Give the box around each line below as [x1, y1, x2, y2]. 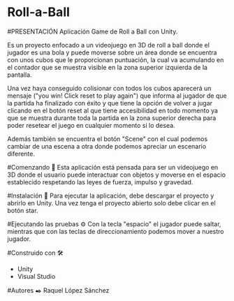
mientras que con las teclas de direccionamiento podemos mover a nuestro [7, 227, 225, 235]
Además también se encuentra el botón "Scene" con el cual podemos [7, 134, 208, 143]
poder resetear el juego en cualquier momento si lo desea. [7, 121, 176, 129]
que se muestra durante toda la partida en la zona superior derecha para [7, 113, 217, 122]
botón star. [7, 206, 38, 214]
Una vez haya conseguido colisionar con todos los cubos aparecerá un [7, 84, 212, 92]
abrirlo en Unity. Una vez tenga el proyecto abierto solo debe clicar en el [7, 198, 216, 207]
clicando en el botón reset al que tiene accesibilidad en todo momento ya [7, 106, 219, 115]
